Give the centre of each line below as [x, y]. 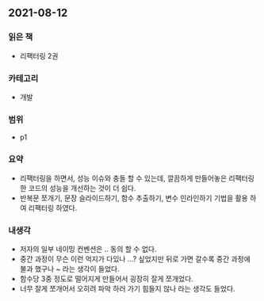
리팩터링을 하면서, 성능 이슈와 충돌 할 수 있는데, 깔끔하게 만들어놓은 [123, 178]
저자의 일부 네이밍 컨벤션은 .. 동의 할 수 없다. [88, 249]
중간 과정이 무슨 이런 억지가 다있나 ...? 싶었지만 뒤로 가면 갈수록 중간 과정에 [135, 259]
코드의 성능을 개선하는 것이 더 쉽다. [82, 188]
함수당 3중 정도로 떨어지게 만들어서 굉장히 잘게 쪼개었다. [107, 278]
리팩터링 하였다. [53, 208]
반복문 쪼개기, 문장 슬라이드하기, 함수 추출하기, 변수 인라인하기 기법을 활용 [134, 198]
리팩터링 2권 [39, 55]
